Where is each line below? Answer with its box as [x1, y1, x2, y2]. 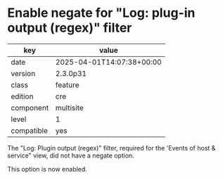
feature [55, 79, 79, 89]
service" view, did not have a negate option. [7, 151, 135, 160]
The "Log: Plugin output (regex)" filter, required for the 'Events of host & [7, 143, 216, 152]
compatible [11, 125, 48, 135]
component [11, 103, 49, 112]
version [11, 68, 36, 78]
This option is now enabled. [7, 165, 88, 173]
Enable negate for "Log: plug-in [7, 5, 196, 21]
